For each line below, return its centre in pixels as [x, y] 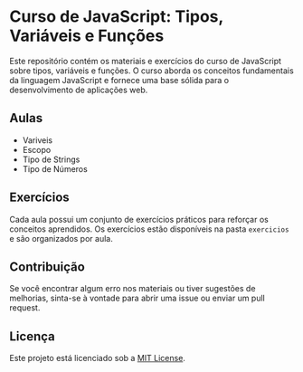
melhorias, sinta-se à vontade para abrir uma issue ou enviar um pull [137, 298]
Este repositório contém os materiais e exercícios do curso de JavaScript [146, 61]
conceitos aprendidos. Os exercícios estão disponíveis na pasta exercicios [149, 229]
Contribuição [47, 267]
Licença [33, 336]
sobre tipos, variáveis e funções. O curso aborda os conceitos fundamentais [151, 71]
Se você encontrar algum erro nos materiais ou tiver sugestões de [133, 289]
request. [25, 308]
